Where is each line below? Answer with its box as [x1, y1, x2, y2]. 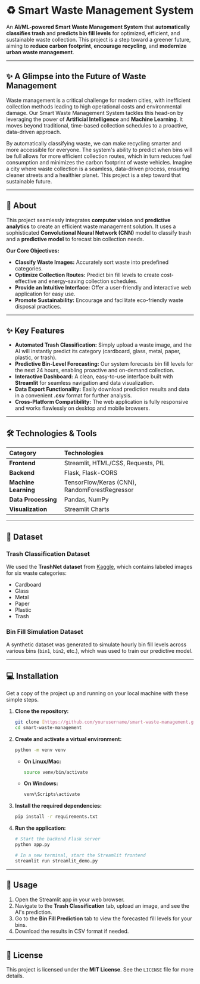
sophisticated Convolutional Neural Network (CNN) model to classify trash [6, 229, 192, 236]
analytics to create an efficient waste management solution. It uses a [6, 223, 176, 230]
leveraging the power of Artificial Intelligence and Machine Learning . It [6, 116, 183, 123]
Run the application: [14, 824, 67, 832]
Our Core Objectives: [6, 247, 60, 254]
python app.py [14, 842, 50, 848]
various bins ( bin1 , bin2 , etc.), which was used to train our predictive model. [6, 647, 193, 655]
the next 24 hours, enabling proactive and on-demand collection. [14, 367, 174, 374]
